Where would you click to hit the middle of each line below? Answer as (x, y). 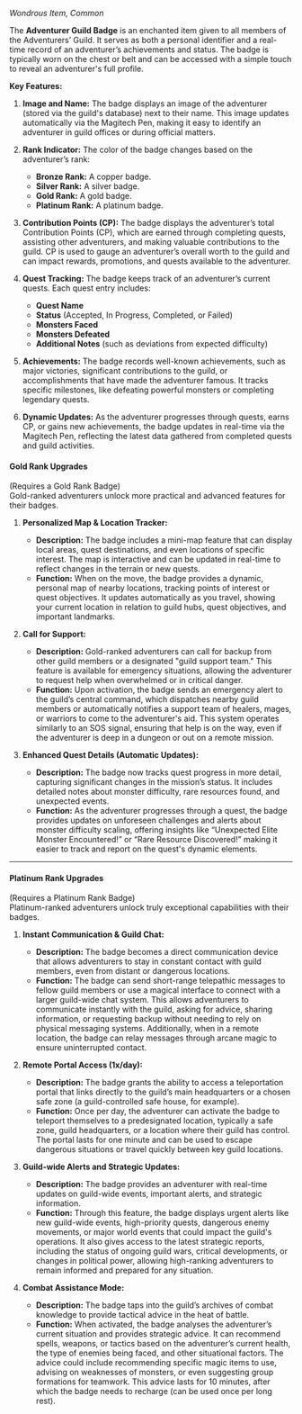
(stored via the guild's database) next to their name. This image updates (155, 113)
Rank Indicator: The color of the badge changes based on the (138, 149)
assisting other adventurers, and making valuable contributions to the (151, 242)
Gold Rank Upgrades (49, 466)
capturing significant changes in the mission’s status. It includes (154, 782)
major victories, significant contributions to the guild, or (125, 371)
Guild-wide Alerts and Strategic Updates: (101, 1167)
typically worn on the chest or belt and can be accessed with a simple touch (151, 59)
